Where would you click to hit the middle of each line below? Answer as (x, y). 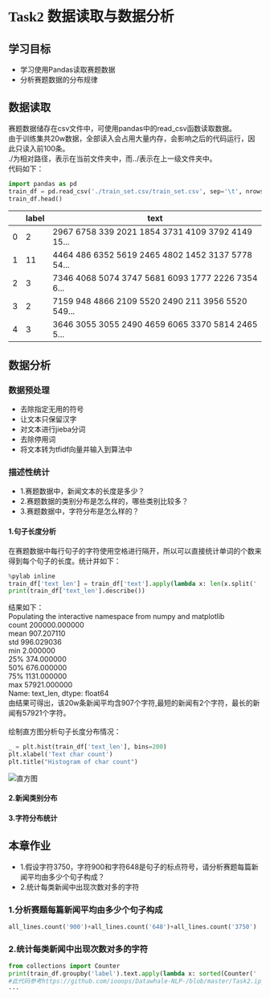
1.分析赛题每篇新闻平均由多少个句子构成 (86, 909)
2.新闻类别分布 (33, 798)
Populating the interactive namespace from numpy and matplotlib (117, 617)
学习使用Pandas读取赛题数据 (67, 70)
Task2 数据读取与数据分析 (91, 17)
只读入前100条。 (42, 148)
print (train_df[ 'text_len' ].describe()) (77, 591)
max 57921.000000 (41, 685)
